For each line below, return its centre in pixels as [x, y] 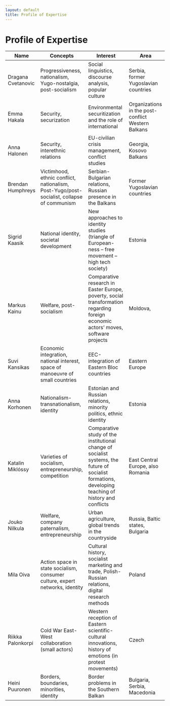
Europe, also [143, 466]
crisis [95, 144]
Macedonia [142, 693]
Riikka [15, 637]
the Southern [104, 689]
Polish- [112, 572]
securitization [104, 114]
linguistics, [101, 70]
